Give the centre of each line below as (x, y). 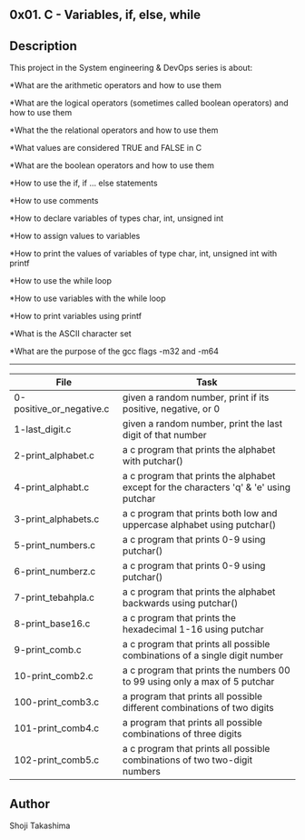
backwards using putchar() (180, 604)
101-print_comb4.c (57, 728)
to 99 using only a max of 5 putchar (198, 682)
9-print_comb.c (48, 650)
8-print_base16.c (52, 624)
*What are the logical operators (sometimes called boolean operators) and (149, 103)
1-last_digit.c (43, 429)
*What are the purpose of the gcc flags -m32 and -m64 (114, 351)
